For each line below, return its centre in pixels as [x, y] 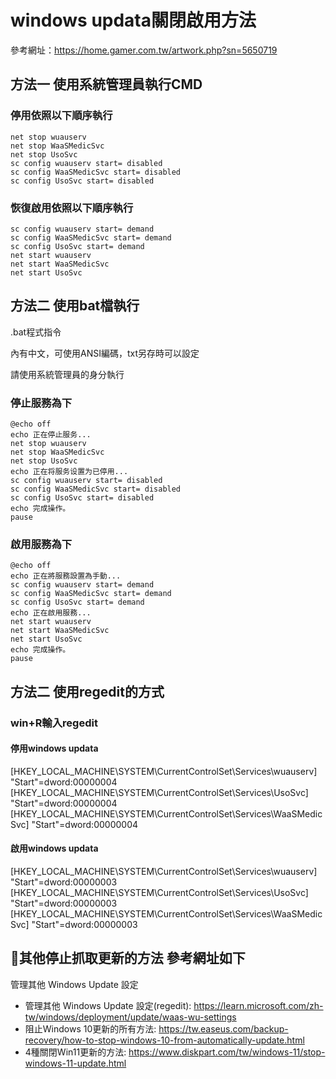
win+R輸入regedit [54, 723]
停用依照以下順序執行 [61, 116]
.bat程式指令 [36, 332]
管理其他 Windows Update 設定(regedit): [108, 1005]
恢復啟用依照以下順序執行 [72, 208]
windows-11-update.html [75, 1063]
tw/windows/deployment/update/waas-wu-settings [130, 1017]
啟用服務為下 [41, 544]
